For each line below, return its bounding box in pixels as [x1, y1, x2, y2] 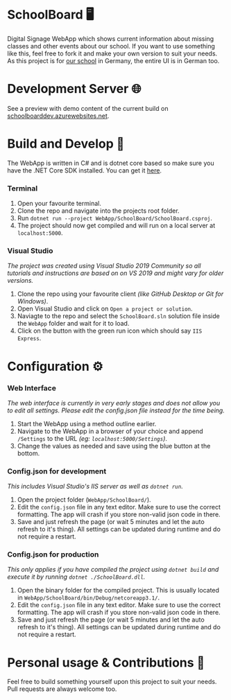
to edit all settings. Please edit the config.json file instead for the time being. [7, 406, 225, 414]
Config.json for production [7, 550, 99, 559]
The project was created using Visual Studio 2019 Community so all [7, 262, 201, 270]
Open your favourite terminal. [17, 200, 102, 208]
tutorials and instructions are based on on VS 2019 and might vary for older [7, 269, 224, 277]
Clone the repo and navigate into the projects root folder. [17, 207, 180, 215]
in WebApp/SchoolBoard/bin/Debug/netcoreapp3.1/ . [17, 593, 160, 602]
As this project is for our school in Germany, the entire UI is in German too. [7, 56, 220, 64]
